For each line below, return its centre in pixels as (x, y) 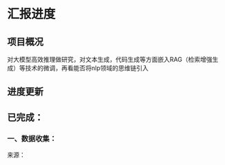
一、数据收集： (32, 138)
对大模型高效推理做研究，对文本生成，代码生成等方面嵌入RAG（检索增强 (110, 59)
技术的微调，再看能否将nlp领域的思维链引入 (87, 68)
